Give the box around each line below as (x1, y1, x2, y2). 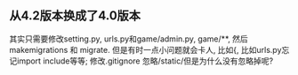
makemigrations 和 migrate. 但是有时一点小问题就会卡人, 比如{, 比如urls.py (9, 44, 282, 55)
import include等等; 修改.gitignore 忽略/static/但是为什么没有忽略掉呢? (16, 56, 274, 66)
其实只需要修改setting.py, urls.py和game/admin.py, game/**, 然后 (9, 34, 249, 44)
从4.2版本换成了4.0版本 (9, 8, 141, 24)
